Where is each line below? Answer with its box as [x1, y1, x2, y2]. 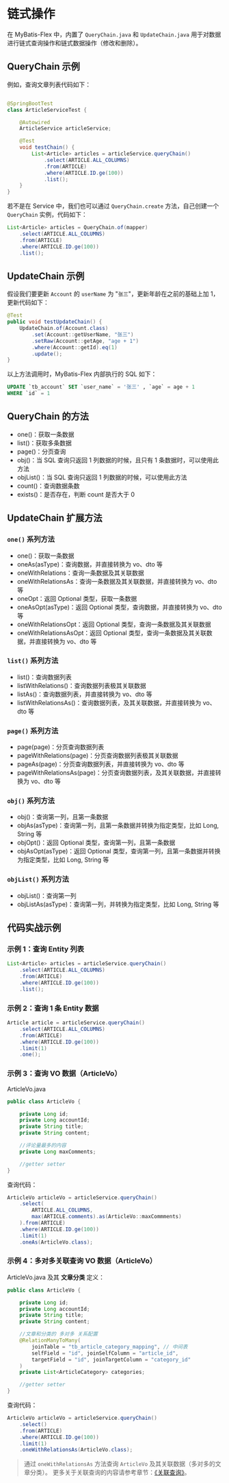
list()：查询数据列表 [16, 673, 72, 681]
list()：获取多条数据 [16, 438, 72, 447]
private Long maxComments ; [19, 1148, 96, 1155]
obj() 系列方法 [7, 796, 55, 806]
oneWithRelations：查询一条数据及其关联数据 [16, 569, 145, 577]
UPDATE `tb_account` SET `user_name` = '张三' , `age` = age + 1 [7, 383, 196, 391]
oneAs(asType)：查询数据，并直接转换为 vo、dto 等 [16, 560, 163, 568]
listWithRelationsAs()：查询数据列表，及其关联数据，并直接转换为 [16, 698, 202, 707]
